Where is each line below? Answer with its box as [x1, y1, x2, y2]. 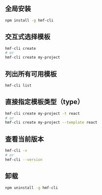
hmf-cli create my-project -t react [5, 111, 80, 116]
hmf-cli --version [5, 157, 43, 162]
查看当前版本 [5, 135, 44, 143]
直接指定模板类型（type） [5, 98, 84, 106]
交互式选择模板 [5, 33, 51, 41]
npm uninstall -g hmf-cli [5, 185, 58, 190]
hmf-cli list [5, 83, 32, 88]
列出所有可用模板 [5, 70, 57, 78]
